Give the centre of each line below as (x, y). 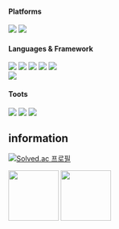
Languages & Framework (51, 48)
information (38, 138)
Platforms (25, 11)
